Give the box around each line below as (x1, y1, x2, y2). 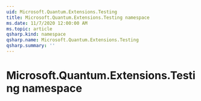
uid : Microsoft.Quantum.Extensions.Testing (6, 8, 118, 15)
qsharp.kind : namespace (6, 31, 66, 37)
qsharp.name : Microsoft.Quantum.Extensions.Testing (6, 37, 139, 43)
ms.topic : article (6, 25, 53, 32)
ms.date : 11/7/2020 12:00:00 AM (6, 20, 88, 26)
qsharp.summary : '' (6, 43, 56, 49)
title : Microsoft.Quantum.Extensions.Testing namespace (6, 15, 150, 21)
